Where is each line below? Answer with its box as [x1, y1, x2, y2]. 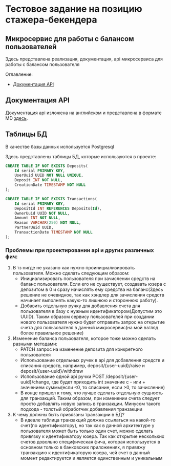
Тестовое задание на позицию [5, 3, 142, 15]
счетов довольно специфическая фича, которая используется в [20, 439, 160, 445]
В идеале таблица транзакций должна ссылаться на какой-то [20, 417, 156, 423]
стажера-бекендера [5, 14, 97, 26]
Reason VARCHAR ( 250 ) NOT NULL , [14, 220, 81, 225]
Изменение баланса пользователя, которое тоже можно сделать [12, 335, 156, 342]
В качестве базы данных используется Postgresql [5, 143, 114, 150]
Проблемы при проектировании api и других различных [5, 246, 155, 253]
